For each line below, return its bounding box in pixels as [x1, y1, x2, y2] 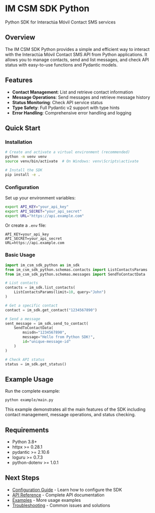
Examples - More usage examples [12, 497, 81, 503]
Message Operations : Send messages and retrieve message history [12, 94, 151, 100]
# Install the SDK [5, 167, 43, 173]
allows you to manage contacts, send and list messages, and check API [5, 57, 149, 63]
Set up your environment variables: [5, 195, 76, 201]
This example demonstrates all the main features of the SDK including [5, 406, 146, 412]
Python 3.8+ [12, 439, 38, 445]
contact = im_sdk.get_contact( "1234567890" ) [5, 308, 97, 312]
